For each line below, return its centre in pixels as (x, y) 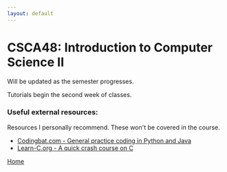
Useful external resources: (53, 112)
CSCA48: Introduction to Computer (110, 47)
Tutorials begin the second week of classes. (69, 94)
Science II (36, 62)
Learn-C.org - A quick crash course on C (75, 148)
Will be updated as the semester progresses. (71, 81)
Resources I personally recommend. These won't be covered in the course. (113, 127)
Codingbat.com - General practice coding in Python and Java (104, 140)
